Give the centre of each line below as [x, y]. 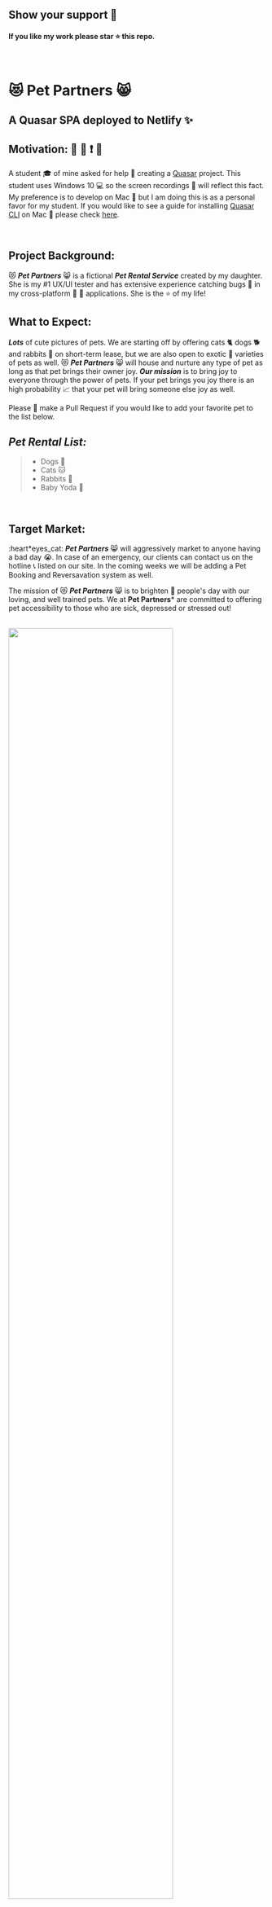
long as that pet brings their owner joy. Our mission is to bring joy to [123, 371]
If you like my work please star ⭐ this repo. [82, 36]
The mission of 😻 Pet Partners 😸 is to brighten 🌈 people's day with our [129, 591]
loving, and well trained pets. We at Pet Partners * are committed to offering [135, 600]
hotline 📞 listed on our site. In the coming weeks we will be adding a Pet [127, 566]
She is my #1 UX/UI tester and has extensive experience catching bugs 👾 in [134, 284]
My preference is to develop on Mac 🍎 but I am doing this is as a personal [132, 197]
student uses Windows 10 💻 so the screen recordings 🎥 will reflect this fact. [136, 185]
